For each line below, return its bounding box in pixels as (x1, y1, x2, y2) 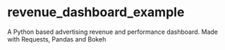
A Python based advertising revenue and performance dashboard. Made (7, 27, 219, 36)
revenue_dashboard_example (7, 4, 185, 20)
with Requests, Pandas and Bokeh (7, 35, 107, 43)
